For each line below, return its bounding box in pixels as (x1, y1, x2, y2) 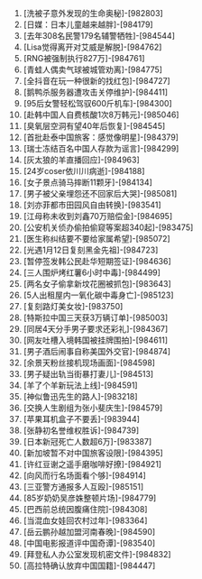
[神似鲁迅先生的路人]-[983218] (23, 391, 138, 401)
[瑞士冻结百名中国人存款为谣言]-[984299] (23, 143, 179, 153)
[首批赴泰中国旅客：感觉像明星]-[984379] (23, 132, 179, 142)
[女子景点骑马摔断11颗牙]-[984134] (23, 177, 152, 188)
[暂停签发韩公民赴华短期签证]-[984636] (23, 256, 172, 266)
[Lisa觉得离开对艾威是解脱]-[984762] (23, 41, 162, 52)
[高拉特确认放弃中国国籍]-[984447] (23, 560, 156, 571)
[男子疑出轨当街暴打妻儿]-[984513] (23, 369, 154, 379)
